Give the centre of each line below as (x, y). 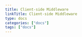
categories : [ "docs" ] (27, 23)
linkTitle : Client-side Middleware (41, 14)
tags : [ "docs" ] (20, 27)
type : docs (16, 18)
